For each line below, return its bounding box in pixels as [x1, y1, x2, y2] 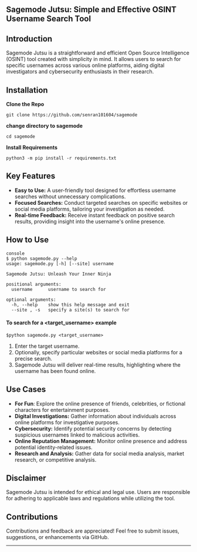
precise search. [14, 355, 53, 362]
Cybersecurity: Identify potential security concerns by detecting [14, 425, 172, 432]
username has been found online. [14, 367, 96, 374]
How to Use [6, 235, 49, 245]
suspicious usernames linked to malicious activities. [14, 431, 140, 438]
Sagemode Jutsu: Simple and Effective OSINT [6, 5, 177, 15]
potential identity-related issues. [14, 443, 93, 451]
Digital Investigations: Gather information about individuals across [14, 412, 176, 419]
